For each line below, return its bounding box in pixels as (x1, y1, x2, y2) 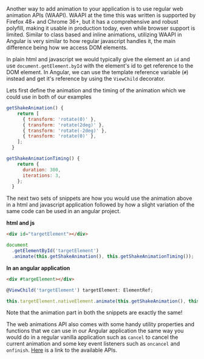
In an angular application (6, 264, 70, 272)
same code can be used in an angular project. (6, 208, 121, 215)
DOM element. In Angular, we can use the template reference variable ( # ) (6, 69, 189, 75)
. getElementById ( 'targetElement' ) (12, 248, 99, 254)
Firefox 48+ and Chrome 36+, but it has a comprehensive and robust (6, 18, 178, 25)
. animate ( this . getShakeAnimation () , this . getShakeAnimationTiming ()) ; (12, 253, 194, 259)
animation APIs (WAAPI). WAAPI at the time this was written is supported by (6, 12, 196, 19)
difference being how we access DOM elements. (6, 44, 128, 51)
